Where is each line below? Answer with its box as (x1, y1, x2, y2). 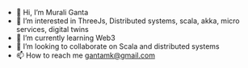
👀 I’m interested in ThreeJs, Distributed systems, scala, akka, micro (15, 16, 240, 26)
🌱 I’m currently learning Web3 (15, 33, 116, 42)
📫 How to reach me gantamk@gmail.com (15, 50, 156, 60)
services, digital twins (15, 25, 89, 34)
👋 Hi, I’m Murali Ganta (15, 8, 89, 17)
